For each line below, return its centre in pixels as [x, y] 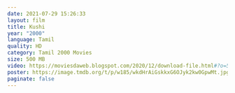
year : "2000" [26, 33]
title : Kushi [26, 27]
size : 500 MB [26, 59]
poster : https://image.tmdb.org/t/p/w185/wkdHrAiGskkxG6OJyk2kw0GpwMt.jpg [119, 72]
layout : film [26, 20]
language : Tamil [31, 40]
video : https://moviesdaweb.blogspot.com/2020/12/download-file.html [111, 66]
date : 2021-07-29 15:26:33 [47, 14]
